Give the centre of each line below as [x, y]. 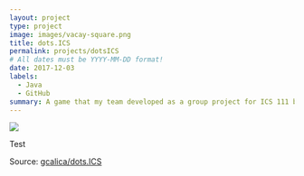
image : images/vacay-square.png [70, 34]
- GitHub [34, 93]
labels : [24, 77]
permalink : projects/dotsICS [64, 51]
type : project [36, 26]
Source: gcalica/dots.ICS [56, 162]
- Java [30, 85]
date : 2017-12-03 [42, 69]
